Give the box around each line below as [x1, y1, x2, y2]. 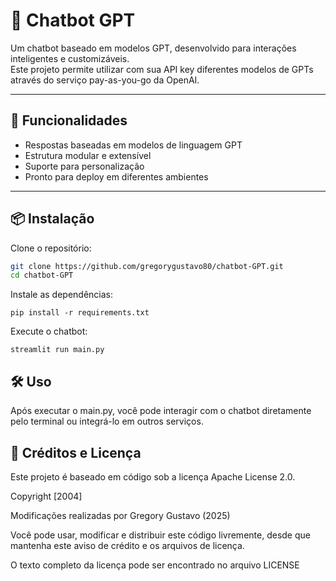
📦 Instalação [10, 210, 95, 228]
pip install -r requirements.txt [10, 308, 150, 318]
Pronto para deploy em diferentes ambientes [24, 170, 209, 183]
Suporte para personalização [24, 160, 145, 172]
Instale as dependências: [10, 289, 114, 301]
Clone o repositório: [10, 242, 92, 254]
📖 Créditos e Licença [10, 444, 142, 461]
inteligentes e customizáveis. [10, 52, 130, 64]
